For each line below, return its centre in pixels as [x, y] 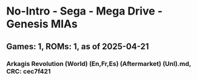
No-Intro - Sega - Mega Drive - [85, 11]
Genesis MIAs [42, 24]
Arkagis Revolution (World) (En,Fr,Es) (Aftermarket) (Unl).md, [99, 64]
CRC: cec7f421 [28, 71]
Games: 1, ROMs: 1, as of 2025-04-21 [78, 46]
